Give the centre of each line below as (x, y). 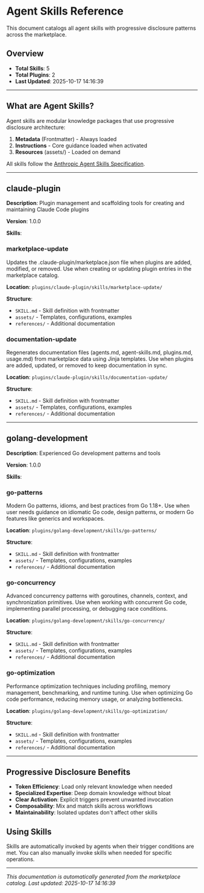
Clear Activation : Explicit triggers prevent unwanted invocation (94, 800)
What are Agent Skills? (50, 106)
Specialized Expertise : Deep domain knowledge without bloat (93, 793)
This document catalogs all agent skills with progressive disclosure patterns (101, 28)
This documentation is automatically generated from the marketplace (93, 877)
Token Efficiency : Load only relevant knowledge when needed (94, 787)
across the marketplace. (36, 34)
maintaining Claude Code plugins (48, 210)
